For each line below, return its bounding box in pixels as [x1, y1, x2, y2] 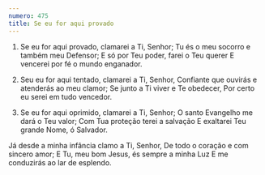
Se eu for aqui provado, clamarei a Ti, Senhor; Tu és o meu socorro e [19, 41, 251, 51]
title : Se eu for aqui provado [8, 19, 114, 28]
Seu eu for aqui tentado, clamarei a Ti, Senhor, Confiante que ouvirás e [19, 75, 258, 84]
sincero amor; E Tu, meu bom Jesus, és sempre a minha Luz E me [8, 149, 229, 159]
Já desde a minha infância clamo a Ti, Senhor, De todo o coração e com [8, 140, 249, 150]
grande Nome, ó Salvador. [19, 125, 108, 134]
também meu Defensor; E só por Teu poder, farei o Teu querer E [19, 50, 235, 60]
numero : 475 [8, 11, 49, 20]
